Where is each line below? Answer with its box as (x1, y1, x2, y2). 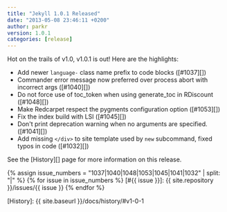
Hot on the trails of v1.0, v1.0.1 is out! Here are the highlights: (7, 55, 179, 63)
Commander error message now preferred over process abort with (17, 76, 208, 84)
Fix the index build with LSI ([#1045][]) (17, 112, 127, 121)
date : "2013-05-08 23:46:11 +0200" (7, 17, 110, 24)
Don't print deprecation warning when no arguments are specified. (17, 120, 208, 128)
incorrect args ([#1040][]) (17, 83, 91, 91)
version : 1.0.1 (7, 29, 51, 37)
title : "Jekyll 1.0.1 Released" (7, 10, 100, 17)
